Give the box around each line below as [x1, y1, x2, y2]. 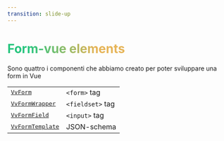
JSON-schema [66, 121, 117, 131]
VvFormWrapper [11, 100, 56, 108]
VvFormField [11, 111, 49, 119]
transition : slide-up [7, 10, 71, 18]
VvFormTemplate [11, 123, 60, 130]
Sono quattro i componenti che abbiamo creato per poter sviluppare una [7, 64, 217, 73]
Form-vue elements [7, 40, 125, 56]
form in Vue [7, 71, 42, 80]
